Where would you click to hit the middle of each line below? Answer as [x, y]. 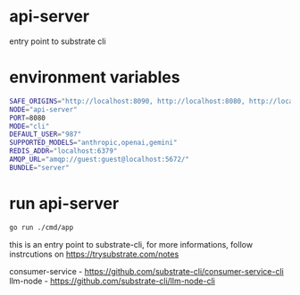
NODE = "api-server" [43, 109]
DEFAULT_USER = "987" [46, 135]
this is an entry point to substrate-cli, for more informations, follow [131, 244]
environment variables [95, 77]
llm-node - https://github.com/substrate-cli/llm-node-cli [112, 281]
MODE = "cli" [29, 126]
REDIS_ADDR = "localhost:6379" [63, 151]
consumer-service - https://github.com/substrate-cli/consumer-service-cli [146, 271]
